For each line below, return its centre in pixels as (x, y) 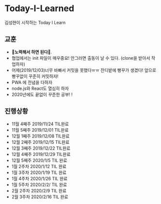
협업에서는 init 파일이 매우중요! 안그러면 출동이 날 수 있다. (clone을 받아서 (81, 58)
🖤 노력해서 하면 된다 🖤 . (32, 52)
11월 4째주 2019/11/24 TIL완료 (40, 124)
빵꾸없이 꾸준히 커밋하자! (35, 76)
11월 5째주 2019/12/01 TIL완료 (40, 130)
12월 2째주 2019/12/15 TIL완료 (40, 142)
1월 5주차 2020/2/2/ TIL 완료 (39, 185)
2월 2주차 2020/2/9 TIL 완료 (39, 190)
